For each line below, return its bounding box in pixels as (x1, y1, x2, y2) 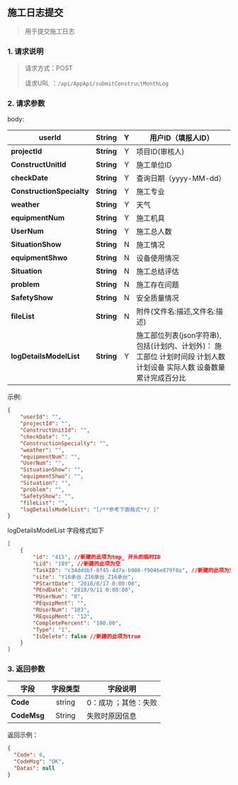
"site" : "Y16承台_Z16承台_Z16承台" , (33, 573, 135, 581)
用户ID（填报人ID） (149, 133, 214, 143)
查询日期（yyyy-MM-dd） (136, 173, 226, 183)
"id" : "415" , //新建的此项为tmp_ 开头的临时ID (33, 554, 161, 561)
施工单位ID (136, 160, 172, 170)
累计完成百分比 (136, 373, 186, 383)
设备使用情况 (136, 253, 179, 263)
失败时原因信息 (86, 711, 137, 721)
